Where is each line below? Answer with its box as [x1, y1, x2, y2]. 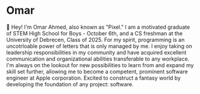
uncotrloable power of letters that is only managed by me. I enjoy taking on [6, 43, 193, 50]
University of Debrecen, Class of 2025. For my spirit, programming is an [6, 36, 185, 43]
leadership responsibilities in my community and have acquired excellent [6, 48, 187, 56]
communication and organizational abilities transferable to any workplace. [6, 55, 190, 62]
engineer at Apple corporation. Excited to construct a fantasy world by [6, 74, 181, 81]
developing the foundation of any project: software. [6, 80, 134, 87]
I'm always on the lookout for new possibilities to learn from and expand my [6, 61, 194, 69]
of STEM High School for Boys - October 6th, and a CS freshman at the [6, 29, 183, 37]
